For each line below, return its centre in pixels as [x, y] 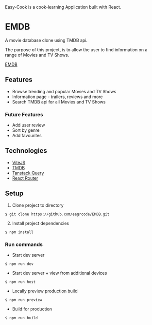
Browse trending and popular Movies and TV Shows [64, 91]
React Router [25, 178]
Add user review [28, 125]
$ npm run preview [24, 300]
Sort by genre [26, 130]
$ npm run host [20, 282]
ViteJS [19, 162]
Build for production [32, 309]
